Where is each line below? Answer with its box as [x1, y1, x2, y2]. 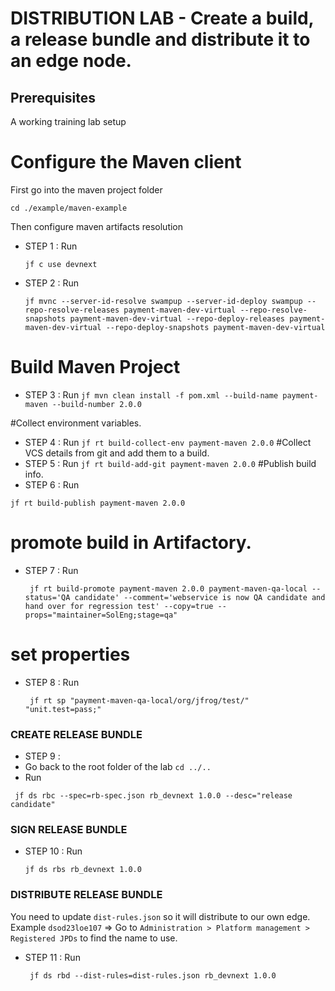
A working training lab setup [10, 116, 127, 127]
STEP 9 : [24, 750, 61, 762]
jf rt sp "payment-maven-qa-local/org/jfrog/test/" [29, 695, 250, 706]
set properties [10, 643, 131, 666]
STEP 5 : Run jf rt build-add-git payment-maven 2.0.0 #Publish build [24, 457, 317, 469]
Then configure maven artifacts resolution [10, 220, 184, 232]
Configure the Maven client [10, 151, 242, 174]
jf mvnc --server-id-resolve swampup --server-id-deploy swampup [24, 296, 303, 306]
